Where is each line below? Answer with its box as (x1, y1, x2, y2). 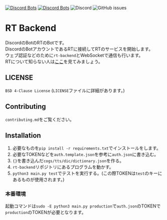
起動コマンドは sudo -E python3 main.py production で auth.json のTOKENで (5, 203, 161, 209)
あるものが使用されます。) (12, 177, 65, 183)
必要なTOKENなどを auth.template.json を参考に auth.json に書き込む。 (12, 152, 159, 158)
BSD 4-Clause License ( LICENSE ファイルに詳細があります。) (5, 87, 125, 93)
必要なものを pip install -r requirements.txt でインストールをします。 (12, 145, 161, 151)
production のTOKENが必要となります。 (5, 209, 86, 215)
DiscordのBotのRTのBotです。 (5, 39, 67, 45)
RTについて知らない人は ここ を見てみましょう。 (5, 58, 103, 64)
